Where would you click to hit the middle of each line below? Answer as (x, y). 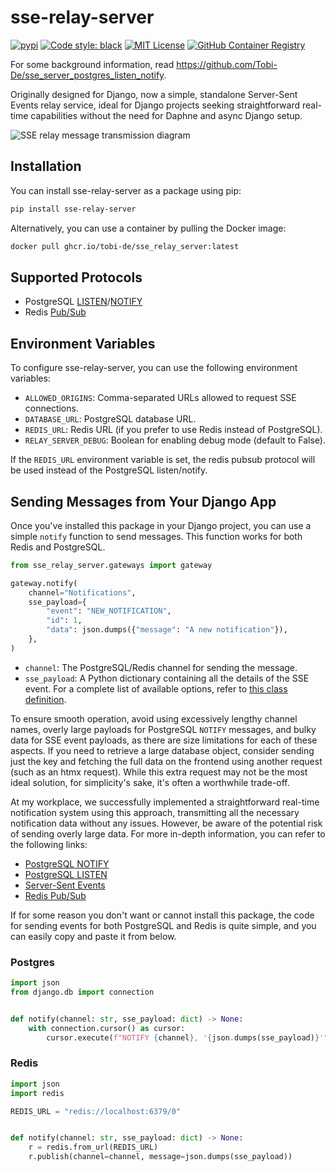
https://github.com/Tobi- (227, 64)
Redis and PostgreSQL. (58, 547)
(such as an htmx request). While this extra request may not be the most (159, 772)
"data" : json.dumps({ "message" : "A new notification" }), (167, 630)
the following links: (49, 844)
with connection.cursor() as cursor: (107, 1028)
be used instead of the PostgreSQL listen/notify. (109, 470)
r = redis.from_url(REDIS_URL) (93, 1147)
